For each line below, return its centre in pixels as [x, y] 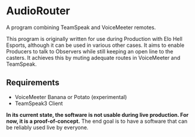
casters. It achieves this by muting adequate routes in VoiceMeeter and [93, 58]
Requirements [33, 83]
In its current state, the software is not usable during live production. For [97, 114]
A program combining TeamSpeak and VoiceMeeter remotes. [81, 27]
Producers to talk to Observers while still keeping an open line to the [90, 51]
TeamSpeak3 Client [39, 103]
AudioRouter [38, 11]
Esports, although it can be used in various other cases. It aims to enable [95, 45]
